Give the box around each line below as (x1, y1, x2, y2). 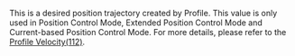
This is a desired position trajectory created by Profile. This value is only (9, 8, 278, 18)
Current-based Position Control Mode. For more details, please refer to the (9, 27, 287, 37)
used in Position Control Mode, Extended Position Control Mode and (9, 17, 263, 28)
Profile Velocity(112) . (9, 36, 86, 47)
